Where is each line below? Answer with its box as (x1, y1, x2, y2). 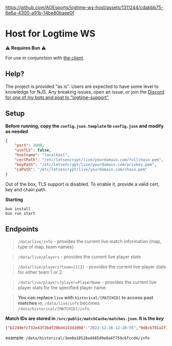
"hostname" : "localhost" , (14, 153, 70, 158)
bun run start (5, 211, 36, 216)
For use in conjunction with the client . (5, 54, 84, 61)
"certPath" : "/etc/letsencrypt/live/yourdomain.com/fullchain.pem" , (14, 157, 164, 162)
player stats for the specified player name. (17, 285, 107, 291)
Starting (5, 196, 23, 203)
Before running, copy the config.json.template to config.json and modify (5, 123, 164, 129)
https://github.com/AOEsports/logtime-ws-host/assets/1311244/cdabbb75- (5, 5, 164, 10)
